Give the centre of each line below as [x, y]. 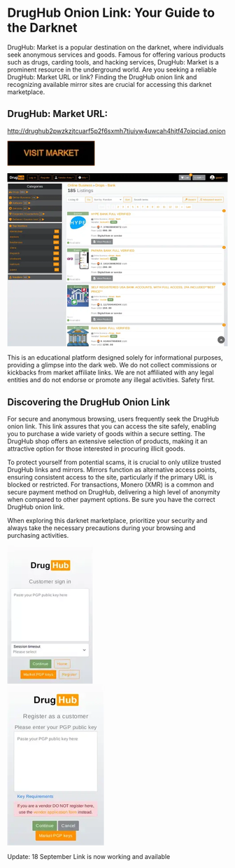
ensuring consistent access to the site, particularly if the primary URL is [110, 477]
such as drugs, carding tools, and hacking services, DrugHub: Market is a [113, 62]
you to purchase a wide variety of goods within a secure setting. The [106, 433]
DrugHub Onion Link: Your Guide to [111, 13]
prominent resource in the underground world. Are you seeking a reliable [112, 69]
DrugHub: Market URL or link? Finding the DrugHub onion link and [102, 77]
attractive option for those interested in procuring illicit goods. [96, 448]
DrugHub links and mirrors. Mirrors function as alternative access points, [112, 469]
